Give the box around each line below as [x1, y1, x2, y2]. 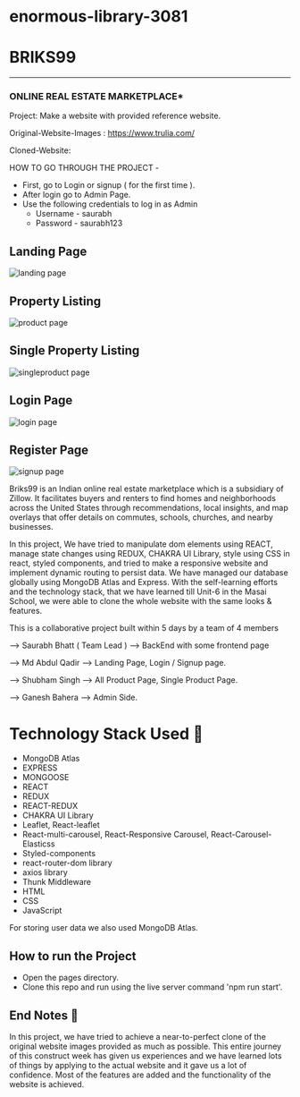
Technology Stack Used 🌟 [9, 723, 204, 744]
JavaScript [21, 906, 62, 916]
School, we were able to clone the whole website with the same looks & [9, 596, 272, 607]
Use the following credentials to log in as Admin [21, 199, 198, 209]
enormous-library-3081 [9, 6, 188, 27]
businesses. [9, 522, 54, 532]
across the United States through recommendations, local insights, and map [9, 503, 288, 514]
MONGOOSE [21, 772, 70, 783]
